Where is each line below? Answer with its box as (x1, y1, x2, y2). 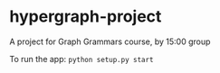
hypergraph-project (9, 6, 162, 27)
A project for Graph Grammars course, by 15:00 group (9, 36, 211, 47)
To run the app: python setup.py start (9, 53, 154, 64)
